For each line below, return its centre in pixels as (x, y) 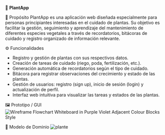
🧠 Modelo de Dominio (27, 127)
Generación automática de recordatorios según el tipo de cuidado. (80, 68)
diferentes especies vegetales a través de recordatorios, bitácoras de (76, 33)
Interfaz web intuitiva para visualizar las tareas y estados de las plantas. (86, 95)
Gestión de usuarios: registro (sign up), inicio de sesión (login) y (78, 84)
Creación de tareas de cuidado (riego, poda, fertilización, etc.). (77, 63)
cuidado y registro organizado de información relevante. (63, 38)
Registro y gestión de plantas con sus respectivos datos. (70, 58)
